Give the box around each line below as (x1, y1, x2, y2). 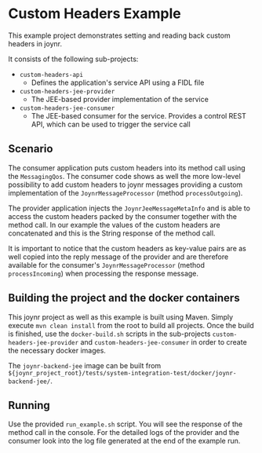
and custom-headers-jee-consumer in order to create (80, 337, 247, 346)
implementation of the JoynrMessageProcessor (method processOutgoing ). (8, 188, 243, 197)
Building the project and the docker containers (8, 291, 241, 305)
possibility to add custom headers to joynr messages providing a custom (8, 180, 243, 189)
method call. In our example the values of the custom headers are (8, 220, 221, 229)
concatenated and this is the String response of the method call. (8, 228, 216, 238)
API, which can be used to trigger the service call (31, 119, 191, 129)
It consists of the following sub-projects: (8, 54, 139, 64)
